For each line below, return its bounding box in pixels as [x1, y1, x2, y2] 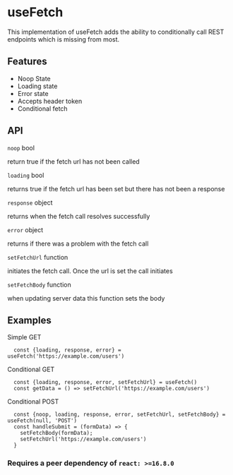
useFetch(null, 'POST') [7, 417, 78, 424]
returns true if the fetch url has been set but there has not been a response [7, 184, 225, 193]
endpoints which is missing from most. [7, 35, 120, 43]
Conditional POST [7, 397, 59, 406]
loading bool [7, 171, 44, 179]
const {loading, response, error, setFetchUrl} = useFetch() [13, 379, 198, 386]
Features [7, 56, 47, 68]
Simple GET [7, 333, 42, 342]
